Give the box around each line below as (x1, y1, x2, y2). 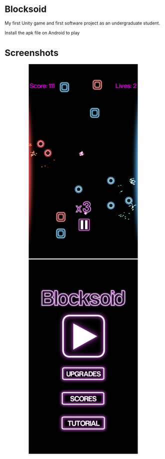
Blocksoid (4, 3, 47, 15)
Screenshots (4, 47, 59, 58)
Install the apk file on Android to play (4, 29, 80, 35)
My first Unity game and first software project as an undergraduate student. (4, 20, 161, 26)
